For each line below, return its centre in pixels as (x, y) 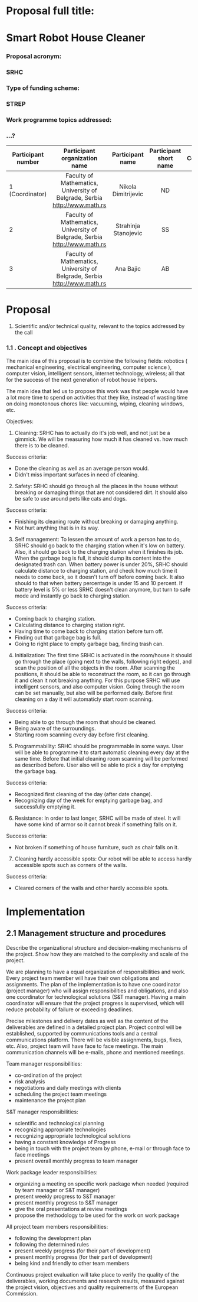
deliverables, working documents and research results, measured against (95, 1281)
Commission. (22, 1293)
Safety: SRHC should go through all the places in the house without (96, 486)
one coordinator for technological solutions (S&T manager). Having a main (96, 996)
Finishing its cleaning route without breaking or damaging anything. (96, 521)
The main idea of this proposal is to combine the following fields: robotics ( (97, 361)
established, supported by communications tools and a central (82, 1033)
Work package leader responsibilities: (52, 1172)
